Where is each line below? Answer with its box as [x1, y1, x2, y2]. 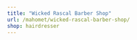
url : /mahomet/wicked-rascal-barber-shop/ [7, 16, 130, 23]
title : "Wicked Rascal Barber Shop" [7, 9, 112, 17]
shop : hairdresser [7, 22, 60, 29]
